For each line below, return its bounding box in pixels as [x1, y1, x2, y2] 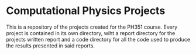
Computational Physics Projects [6, 4, 166, 18]
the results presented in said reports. [6, 42, 95, 49]
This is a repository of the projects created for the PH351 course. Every [6, 23, 177, 30]
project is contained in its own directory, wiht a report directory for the [6, 29, 176, 36]
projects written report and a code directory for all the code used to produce [6, 36, 191, 43]
